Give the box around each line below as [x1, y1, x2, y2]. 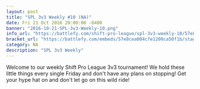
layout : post [6, 8, 39, 15]
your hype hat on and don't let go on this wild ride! [6, 76, 130, 83]
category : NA [6, 42, 39, 48]
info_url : [6, 31, 31, 37]
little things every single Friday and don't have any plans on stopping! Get [6, 69, 186, 77]
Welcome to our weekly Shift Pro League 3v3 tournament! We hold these [6, 63, 185, 71]
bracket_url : [6, 36, 39, 42]
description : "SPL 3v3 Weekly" [6, 47, 84, 53]
